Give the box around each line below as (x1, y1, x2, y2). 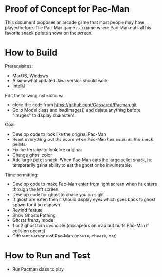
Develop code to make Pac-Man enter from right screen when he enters (12, 181, 157, 187)
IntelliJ (12, 83, 26, 89)
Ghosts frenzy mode (12, 217, 54, 223)
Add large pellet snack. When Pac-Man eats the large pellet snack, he (12, 157, 153, 163)
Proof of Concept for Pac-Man (5, 3, 130, 15)
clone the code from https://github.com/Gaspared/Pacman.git (12, 101, 137, 108)
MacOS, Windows (12, 72, 48, 79)
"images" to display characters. (12, 112, 76, 118)
